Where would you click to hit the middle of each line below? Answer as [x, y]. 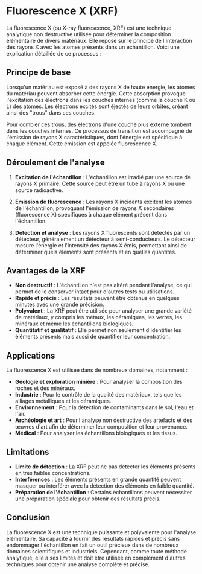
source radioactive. [39, 190]
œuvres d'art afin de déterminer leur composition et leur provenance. [101, 427]
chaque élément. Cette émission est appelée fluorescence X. [82, 144]
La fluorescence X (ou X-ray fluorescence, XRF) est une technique [89, 28]
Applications [31, 355]
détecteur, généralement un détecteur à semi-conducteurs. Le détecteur [105, 239]
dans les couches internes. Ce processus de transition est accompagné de [99, 130]
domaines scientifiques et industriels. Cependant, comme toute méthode [96, 551]
